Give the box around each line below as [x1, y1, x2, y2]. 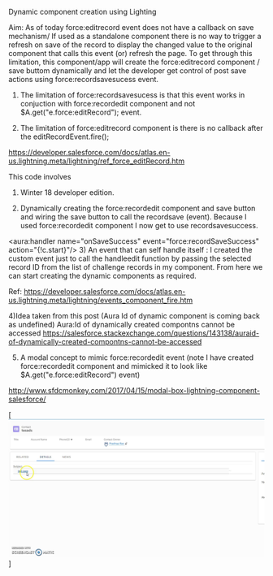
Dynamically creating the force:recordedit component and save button [19, 203, 256, 213]
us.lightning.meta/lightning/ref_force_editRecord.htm [8, 156, 185, 166]
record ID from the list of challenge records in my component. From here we [8, 262, 263, 271]
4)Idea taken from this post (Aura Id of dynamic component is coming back [8, 311, 260, 320]
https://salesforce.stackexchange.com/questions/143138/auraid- [42, 328, 260, 338]
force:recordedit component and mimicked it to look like [19, 362, 208, 370]
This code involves [8, 172, 71, 181]
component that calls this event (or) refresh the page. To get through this [8, 49, 253, 58]
